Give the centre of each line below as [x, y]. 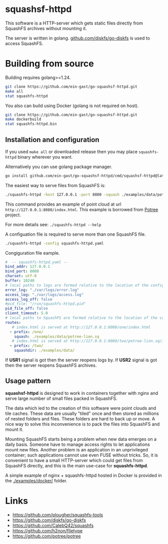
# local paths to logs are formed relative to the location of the [77, 285]
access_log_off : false [29, 299]
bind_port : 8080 [22, 271]
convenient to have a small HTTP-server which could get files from [74, 460]
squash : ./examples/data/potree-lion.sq [57, 336]
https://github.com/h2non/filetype [47, 530]
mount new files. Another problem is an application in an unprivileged [77, 449]
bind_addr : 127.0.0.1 [28, 267]
